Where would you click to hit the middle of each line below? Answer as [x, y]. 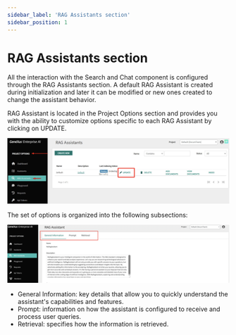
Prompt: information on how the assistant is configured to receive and [119, 309]
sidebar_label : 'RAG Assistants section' [69, 15]
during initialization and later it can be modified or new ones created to [110, 92]
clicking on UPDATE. [37, 128]
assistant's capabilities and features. [70, 302]
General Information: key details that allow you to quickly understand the [123, 294]
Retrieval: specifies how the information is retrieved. [93, 324]
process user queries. [49, 317]
